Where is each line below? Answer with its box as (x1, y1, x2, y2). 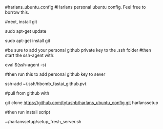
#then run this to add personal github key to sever (5, 71, 106, 77)
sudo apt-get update (5, 28, 46, 34)
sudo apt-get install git (5, 38, 50, 43)
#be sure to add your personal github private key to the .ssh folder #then (5, 47, 151, 53)
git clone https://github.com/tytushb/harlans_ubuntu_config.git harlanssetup (5, 100, 159, 106)
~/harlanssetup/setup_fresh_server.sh (5, 119, 81, 124)
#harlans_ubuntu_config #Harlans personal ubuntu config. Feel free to (5, 4, 146, 10)
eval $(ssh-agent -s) (5, 62, 46, 67)
